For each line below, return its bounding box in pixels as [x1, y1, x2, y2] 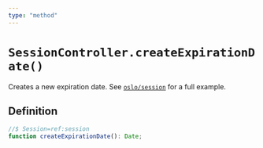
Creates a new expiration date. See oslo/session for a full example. [8, 81, 227, 91]
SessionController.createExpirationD [8, 45, 256, 60]
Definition [8, 104, 57, 117]
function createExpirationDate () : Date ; [8, 132, 143, 141]
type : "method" [8, 11, 58, 20]
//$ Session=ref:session [8, 125, 90, 133]
